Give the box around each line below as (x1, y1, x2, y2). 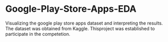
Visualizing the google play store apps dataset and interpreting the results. (5, 20, 163, 26)
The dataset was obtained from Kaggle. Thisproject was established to (5, 25, 155, 31)
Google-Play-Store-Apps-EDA (5, 3, 137, 15)
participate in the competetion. (5, 31, 70, 37)
